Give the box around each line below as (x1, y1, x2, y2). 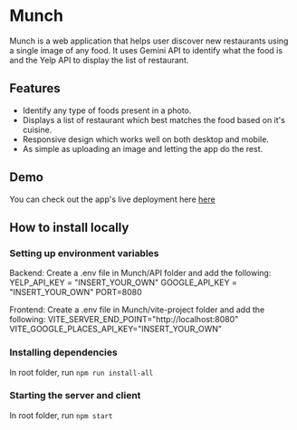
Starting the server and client (9, 389, 141, 402)
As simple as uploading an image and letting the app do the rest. (22, 143, 263, 154)
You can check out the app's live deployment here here (9, 194, 216, 205)
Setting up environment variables (9, 246, 160, 259)
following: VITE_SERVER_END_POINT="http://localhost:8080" (9, 314, 239, 325)
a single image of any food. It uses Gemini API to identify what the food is (9, 44, 283, 55)
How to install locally (9, 219, 129, 235)
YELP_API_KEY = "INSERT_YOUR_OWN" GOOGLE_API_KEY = (9, 277, 237, 288)
